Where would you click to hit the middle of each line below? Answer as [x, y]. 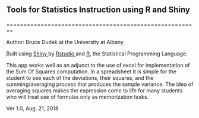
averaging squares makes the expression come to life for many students [94, 90]
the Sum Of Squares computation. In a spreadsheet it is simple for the [91, 72]
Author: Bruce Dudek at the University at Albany [65, 42]
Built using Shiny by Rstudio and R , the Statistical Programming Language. [97, 54]
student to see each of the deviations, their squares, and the [80, 77]
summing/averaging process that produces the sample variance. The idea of [100, 84]
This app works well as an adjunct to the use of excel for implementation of [98, 65]
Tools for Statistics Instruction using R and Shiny [98, 10]
